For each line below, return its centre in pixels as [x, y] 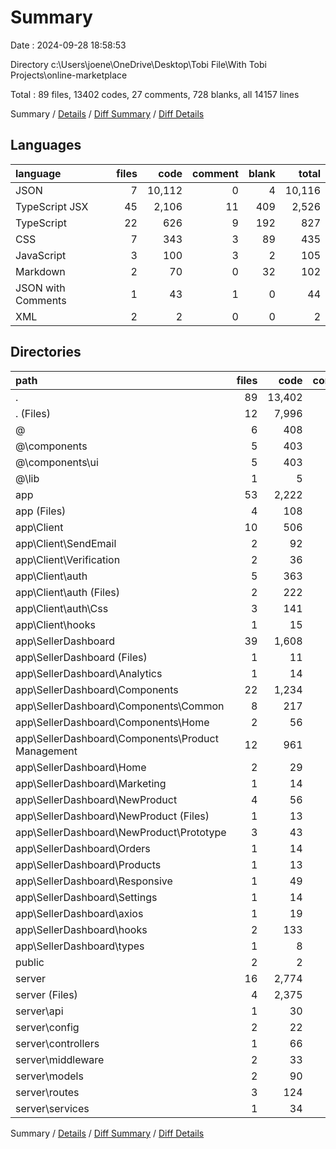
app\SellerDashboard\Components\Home [112, 722]
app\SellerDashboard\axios [79, 913]
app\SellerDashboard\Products [88, 864]
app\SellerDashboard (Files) [81, 657]
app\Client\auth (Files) [67, 592]
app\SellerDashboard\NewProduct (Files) [112, 816]
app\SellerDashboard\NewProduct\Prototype [121, 832]
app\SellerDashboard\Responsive [94, 881]
